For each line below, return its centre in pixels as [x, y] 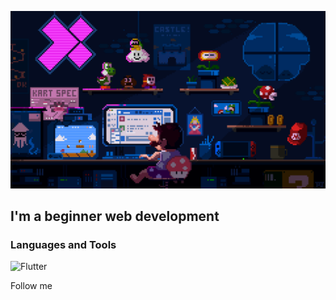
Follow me [31, 286]
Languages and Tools [63, 244]
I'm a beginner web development [115, 216]
